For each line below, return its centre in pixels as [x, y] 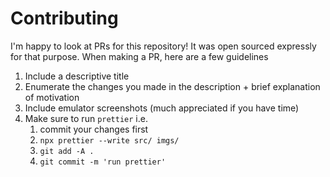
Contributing [64, 18]
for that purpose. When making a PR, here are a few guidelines [139, 56]
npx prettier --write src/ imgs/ [109, 140]
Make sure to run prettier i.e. [86, 118]
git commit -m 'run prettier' [103, 162]
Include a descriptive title [77, 76]
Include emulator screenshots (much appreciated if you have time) [162, 108]
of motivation [52, 97]
